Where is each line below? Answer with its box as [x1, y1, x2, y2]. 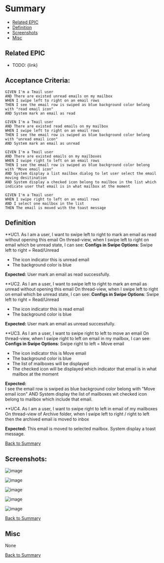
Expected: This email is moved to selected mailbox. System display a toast [5, 426, 156, 432]
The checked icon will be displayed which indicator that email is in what [12, 366, 157, 372]
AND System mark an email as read [5, 111, 76, 116]
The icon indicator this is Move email [12, 350, 87, 356]
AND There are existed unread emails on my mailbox [5, 94, 113, 99]
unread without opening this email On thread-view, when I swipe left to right [5, 286, 158, 292]
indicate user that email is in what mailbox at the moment [5, 184, 131, 189]
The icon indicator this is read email [12, 306, 84, 312]
